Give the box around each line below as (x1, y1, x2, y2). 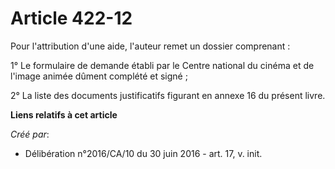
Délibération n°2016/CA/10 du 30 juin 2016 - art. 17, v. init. (24, 147, 263, 159)
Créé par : (10, 128, 50, 140)
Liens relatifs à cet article (10, 108, 118, 121)
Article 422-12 (10, 7, 133, 30)
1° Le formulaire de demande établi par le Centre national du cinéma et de (10, 59, 315, 71)
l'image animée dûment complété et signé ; (10, 70, 188, 82)
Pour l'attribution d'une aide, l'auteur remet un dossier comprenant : (10, 40, 291, 52)
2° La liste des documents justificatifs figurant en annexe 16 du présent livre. (10, 89, 326, 101)
